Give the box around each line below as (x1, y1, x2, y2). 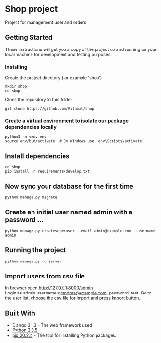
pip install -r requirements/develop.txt (5, 169, 90, 174)
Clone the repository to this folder (5, 97, 73, 103)
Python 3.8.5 (12, 327, 38, 333)
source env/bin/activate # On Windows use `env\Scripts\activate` (5, 139, 145, 144)
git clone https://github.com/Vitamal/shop (5, 106, 95, 111)
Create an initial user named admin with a (5, 208, 133, 216)
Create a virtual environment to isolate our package (5, 117, 129, 124)
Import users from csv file (5, 272, 85, 280)
